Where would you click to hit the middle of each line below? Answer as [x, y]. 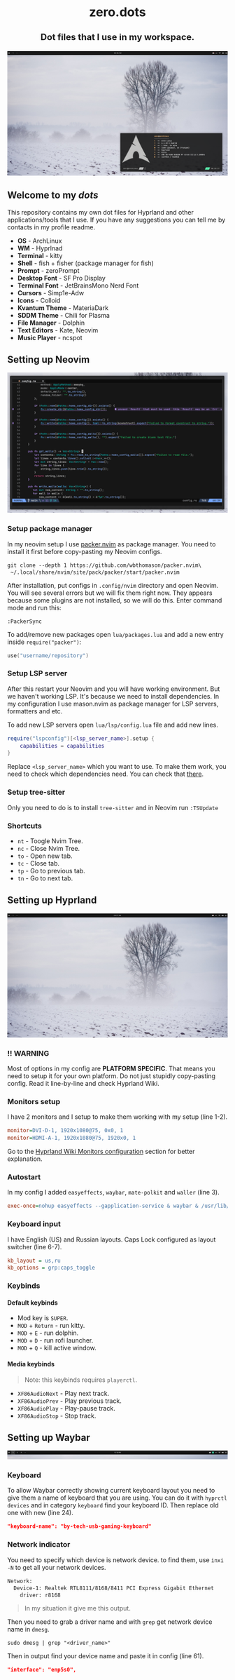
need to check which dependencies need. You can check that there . [106, 774]
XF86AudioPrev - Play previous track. [70, 1401]
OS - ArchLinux [40, 241]
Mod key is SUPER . [43, 1318]
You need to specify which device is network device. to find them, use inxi [115, 1560]
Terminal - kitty [40, 255]
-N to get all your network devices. [57, 1567]
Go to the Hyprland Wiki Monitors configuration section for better [101, 1152]
